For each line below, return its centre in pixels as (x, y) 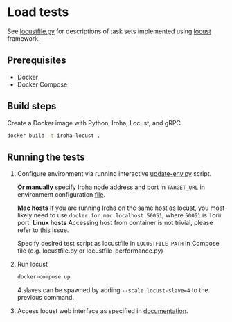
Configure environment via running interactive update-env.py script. (114, 174)
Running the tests (46, 157)
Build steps (32, 106)
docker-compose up (44, 277)
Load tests (38, 12)
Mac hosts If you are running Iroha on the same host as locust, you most (121, 208)
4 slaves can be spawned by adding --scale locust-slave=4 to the (113, 290)
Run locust (33, 265)
